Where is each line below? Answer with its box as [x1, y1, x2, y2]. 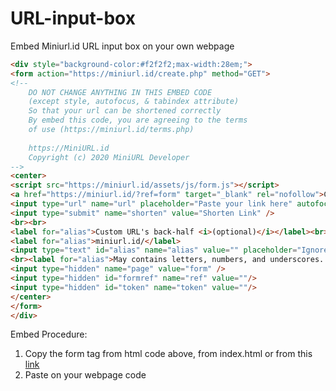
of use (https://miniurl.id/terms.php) [28, 125, 195, 135]
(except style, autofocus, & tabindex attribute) [28, 97, 240, 107]
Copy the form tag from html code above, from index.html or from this [24, 348, 313, 360]
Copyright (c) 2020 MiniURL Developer [28, 152, 190, 162]
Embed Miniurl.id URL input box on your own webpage [10, 40, 235, 52]
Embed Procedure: [10, 328, 88, 341]
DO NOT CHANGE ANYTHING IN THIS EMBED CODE [28, 87, 213, 97]
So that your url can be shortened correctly [28, 106, 222, 116]
